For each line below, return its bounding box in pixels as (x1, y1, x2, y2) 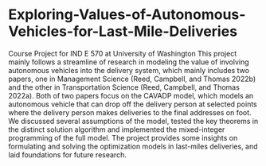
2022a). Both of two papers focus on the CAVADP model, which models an (8, 91, 254, 100)
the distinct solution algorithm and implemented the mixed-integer (8, 125, 225, 134)
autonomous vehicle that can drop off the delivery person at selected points (8, 99, 257, 109)
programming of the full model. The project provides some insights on (8, 133, 238, 142)
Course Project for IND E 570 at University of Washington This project (8, 48, 237, 58)
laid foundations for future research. (8, 149, 127, 160)
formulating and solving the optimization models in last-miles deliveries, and (8, 141, 258, 151)
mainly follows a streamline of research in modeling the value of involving (8, 57, 249, 67)
